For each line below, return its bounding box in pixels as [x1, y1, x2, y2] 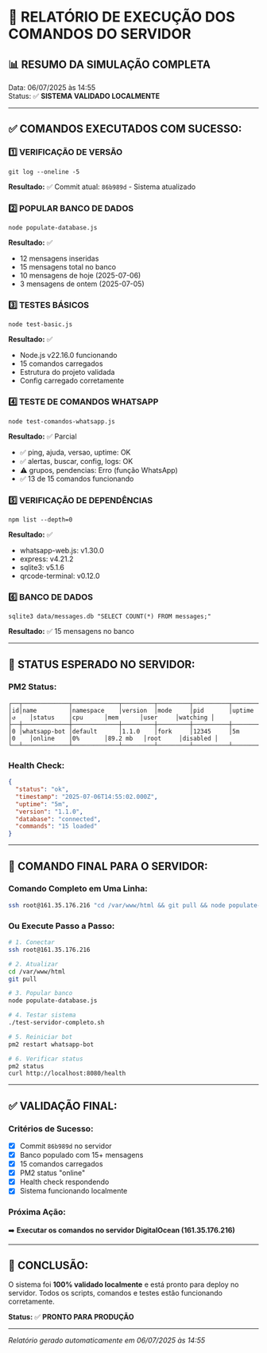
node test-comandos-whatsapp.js [8, 417, 115, 426]
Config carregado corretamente [19, 376, 125, 386]
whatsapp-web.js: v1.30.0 [19, 545, 105, 555]
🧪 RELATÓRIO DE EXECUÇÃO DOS [8, 8, 236, 26]
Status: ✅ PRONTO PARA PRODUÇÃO [8, 1312, 134, 1322]
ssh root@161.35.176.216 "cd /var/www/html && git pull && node [8, 901, 226, 909]
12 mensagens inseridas [19, 254, 99, 263]
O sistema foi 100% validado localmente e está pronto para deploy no [8, 1280, 239, 1289]
